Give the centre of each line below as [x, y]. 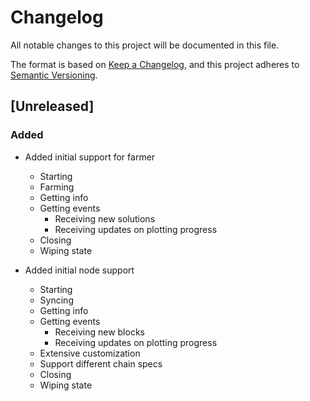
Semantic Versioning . [54, 75]
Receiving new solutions [105, 218]
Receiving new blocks [99, 332]
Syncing [56, 300]
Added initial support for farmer [90, 157]
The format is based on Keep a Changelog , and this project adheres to [155, 64]
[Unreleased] [52, 106]
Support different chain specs [101, 363]
